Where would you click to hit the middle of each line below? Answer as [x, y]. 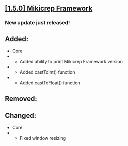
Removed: [21, 99]
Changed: [21, 116]
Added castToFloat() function [50, 83]
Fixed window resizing [43, 138]
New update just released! [38, 23]
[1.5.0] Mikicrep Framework [49, 9]
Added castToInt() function [48, 72]
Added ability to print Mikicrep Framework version [71, 62]
